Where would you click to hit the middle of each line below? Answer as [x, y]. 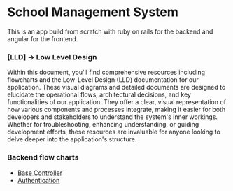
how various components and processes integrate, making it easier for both [116, 110]
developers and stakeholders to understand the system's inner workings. [113, 117]
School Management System [93, 12]
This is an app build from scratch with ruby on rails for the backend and [110, 31]
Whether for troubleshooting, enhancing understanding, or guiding [103, 125]
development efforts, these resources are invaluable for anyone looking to [114, 132]
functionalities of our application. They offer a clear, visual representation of [116, 102]
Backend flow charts [43, 157]
